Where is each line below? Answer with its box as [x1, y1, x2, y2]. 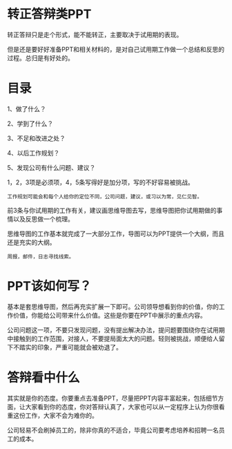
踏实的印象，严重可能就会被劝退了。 [19, 343, 122, 351]
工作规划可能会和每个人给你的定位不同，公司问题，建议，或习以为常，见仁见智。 [7, 193, 202, 200]
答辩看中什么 [7, 370, 81, 385]
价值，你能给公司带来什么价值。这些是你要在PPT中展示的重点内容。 [12, 311, 206, 319]
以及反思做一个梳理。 [12, 215, 74, 223]
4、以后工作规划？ [7, 149, 60, 157]
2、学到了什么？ [7, 119, 54, 128]
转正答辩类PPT [7, 6, 92, 22]
